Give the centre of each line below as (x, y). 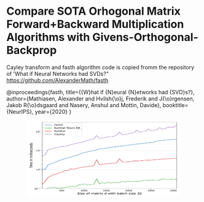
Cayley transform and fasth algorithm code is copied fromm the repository (100, 67)
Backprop (32, 50)
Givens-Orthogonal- (145, 37)
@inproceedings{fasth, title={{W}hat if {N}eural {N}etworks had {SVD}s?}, (100, 92)
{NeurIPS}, (20, 111)
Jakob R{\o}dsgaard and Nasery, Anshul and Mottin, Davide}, (84, 105)
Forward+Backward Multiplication (95, 24)
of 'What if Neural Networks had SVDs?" (58, 73)
